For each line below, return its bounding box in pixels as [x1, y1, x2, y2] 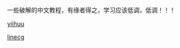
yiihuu [7, 20, 25, 27]
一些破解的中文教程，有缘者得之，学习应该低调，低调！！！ [7, 6, 176, 14]
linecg [7, 33, 25, 41]
